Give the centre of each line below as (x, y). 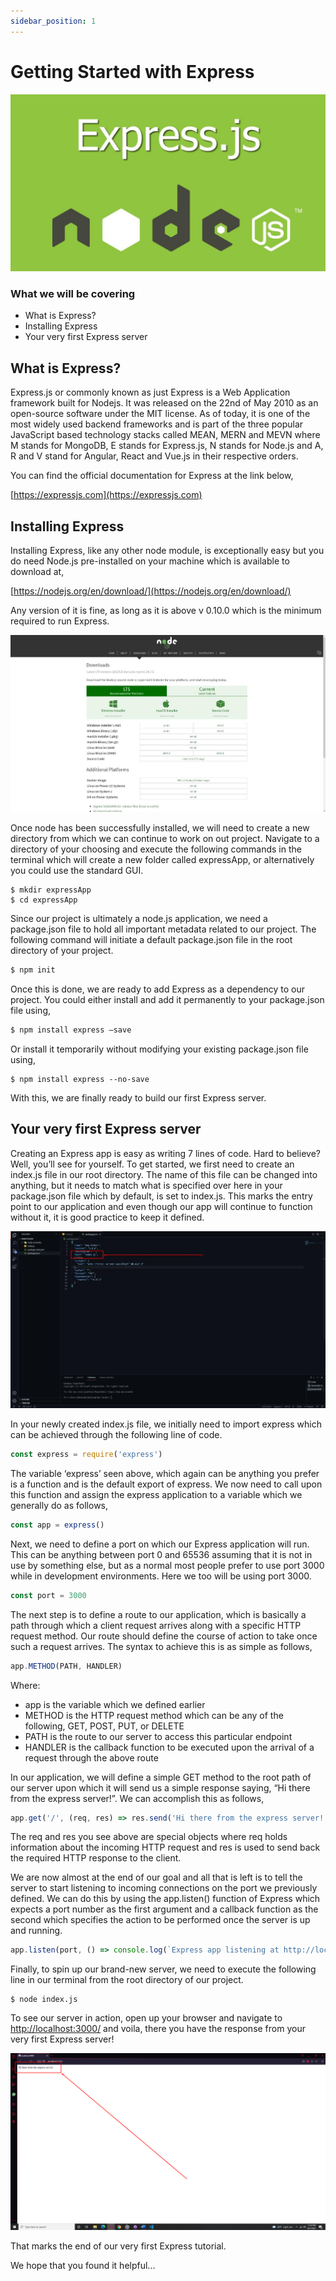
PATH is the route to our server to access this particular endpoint (158, 1736)
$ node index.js (44, 2000)
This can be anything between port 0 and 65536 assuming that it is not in (161, 1554)
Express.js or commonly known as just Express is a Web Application (150, 392)
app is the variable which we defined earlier (115, 1704)
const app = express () (57, 1525)
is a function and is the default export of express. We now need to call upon (166, 1484)
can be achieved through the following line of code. (116, 1435)
